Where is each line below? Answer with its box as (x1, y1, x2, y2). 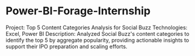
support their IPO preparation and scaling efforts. (5, 43, 128, 50)
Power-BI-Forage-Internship (5, 4, 151, 18)
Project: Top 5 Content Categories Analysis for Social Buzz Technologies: (5, 24, 188, 31)
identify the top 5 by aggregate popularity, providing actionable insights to (5, 36, 190, 43)
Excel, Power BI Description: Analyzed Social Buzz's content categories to (5, 30, 190, 37)
